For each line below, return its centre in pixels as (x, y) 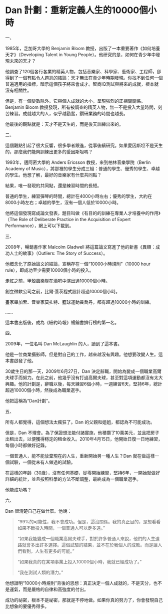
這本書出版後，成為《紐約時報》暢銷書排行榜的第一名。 (62, 322)
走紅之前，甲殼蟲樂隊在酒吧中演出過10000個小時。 (58, 281)
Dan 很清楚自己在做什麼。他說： (38, 511)
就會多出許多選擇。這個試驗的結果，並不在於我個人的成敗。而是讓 (90, 545)
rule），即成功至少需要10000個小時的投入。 (49, 270)
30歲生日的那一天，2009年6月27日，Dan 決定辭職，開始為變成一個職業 (79, 371)
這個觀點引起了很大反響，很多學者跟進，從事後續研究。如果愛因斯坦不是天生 (84, 145)
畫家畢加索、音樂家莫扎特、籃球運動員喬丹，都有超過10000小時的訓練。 (79, 302)
